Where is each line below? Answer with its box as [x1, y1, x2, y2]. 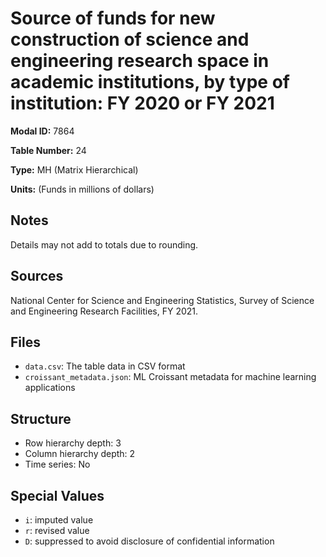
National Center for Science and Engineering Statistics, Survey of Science [10, 294, 315, 306]
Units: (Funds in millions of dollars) [10, 183, 155, 195]
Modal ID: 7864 [10, 125, 75, 137]
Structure [10, 410, 72, 427]
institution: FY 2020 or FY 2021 [10, 92, 275, 115]
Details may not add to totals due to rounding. [10, 238, 199, 251]
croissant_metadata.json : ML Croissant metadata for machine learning [24, 371, 317, 383]
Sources [10, 268, 64, 285]
